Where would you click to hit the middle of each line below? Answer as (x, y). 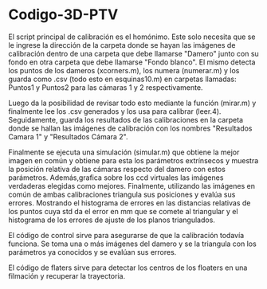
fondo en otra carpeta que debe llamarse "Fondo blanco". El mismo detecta (132, 62)
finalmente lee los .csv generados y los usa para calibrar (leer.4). (115, 111)
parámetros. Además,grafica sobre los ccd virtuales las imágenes (116, 178)
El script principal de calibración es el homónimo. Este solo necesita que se (132, 37)
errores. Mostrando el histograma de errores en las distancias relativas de (130, 203)
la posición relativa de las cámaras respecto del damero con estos (117, 169)
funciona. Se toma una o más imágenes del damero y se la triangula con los (132, 244)
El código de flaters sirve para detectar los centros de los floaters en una (128, 268)
